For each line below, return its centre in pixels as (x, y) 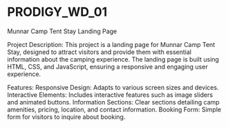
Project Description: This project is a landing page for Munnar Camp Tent (111, 44)
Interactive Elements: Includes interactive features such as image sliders (110, 95)
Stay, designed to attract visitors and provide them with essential (99, 52)
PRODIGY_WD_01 (57, 12)
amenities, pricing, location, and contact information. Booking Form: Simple (114, 109)
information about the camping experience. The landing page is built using (113, 59)
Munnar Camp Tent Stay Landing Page (62, 31)
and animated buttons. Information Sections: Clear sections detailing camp (113, 102)
